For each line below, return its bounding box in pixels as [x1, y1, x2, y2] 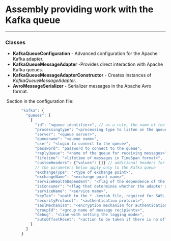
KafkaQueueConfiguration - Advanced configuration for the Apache [12, 50, 158, 57]
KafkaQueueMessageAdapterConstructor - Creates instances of [12, 72, 152, 78]
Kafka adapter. [12, 56, 44, 62]
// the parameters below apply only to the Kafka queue [35, 165, 156, 170]
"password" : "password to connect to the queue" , [35, 146, 142, 151]
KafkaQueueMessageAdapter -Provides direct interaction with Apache [12, 61, 163, 67]
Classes [5, 39, 26, 46]
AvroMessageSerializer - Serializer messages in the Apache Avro [12, 83, 152, 89]
